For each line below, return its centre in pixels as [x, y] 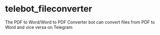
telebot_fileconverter [49, 9]
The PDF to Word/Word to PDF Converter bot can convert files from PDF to [80, 22]
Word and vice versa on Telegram [39, 27]
